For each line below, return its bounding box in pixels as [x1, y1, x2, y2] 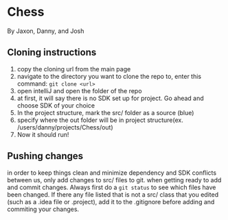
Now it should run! [16, 130, 69, 138]
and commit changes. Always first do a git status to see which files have [7, 183, 216, 191]
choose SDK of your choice [16, 101, 95, 110]
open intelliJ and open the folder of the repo [16, 86, 142, 95]
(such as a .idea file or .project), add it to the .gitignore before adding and [7, 197, 215, 206]
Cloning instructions [7, 47, 97, 58]
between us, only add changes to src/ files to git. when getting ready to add [7, 175, 222, 184]
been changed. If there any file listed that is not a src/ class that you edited [7, 190, 218, 199]
